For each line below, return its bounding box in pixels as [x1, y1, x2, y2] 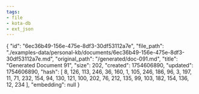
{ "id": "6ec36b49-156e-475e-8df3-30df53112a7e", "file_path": [6, 42, 165, 50]
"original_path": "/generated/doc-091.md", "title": [55, 55, 178, 62]
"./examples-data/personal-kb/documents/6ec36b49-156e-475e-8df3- [6, 49, 185, 56]
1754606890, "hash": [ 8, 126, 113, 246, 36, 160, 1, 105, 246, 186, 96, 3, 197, [6, 68, 192, 76]
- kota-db [6, 20, 31, 26]
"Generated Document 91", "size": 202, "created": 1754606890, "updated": [6, 62, 194, 69]
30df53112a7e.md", [6, 55, 54, 62]
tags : [6, 8, 20, 15]
